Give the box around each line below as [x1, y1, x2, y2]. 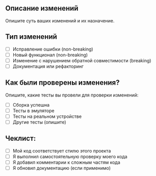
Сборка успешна [12, 102, 50, 108]
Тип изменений [5, 33, 58, 41]
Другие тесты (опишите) [12, 119, 66, 125]
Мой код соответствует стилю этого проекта [12, 147, 111, 154]
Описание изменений [5, 4, 79, 13]
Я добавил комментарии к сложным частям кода [12, 159, 121, 165]
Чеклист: [5, 134, 36, 143]
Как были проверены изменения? [5, 79, 120, 87]
